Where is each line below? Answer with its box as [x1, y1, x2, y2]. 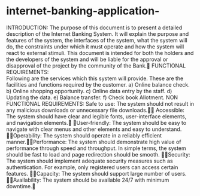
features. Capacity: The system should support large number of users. [6, 170, 187, 177]
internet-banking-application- [6, 4, 160, 18]
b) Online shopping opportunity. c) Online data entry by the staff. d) [6, 87, 172, 94]
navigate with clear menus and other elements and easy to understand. [6, 125, 182, 133]
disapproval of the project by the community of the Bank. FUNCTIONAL [6, 62, 186, 69]
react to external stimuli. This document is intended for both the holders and [6, 49, 194, 56]
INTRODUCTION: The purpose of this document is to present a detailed [6, 24, 183, 31]
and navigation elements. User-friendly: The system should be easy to [6, 119, 187, 126]
